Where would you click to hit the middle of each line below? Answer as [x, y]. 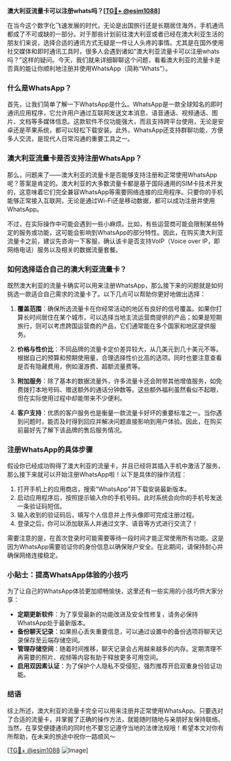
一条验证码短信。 [41, 506]
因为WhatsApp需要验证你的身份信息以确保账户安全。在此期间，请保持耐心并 [115, 547]
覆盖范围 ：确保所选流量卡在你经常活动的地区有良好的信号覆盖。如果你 [117, 309]
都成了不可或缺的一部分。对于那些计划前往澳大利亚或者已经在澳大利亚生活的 [115, 34]
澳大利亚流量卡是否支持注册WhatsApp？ [75, 158]
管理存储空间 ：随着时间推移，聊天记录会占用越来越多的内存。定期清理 [117, 649]
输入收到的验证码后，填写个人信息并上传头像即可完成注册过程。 [107, 515]
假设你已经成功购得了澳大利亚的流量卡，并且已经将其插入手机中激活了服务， [115, 466]
